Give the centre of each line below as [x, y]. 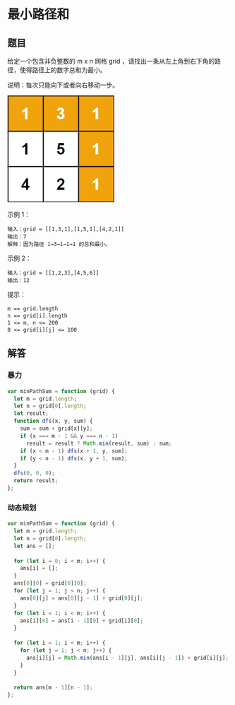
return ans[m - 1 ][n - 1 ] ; [53, 688]
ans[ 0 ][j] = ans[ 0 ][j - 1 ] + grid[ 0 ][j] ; [82, 598]
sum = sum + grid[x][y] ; [56, 429]
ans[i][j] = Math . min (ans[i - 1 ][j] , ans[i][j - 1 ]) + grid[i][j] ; [127, 658]
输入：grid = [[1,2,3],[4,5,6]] [53, 273]
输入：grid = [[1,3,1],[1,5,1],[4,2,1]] [66, 229]
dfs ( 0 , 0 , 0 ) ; [34, 473]
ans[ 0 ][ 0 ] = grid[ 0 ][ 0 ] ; [50, 583]
